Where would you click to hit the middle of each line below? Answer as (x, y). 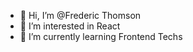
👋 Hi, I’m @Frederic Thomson (80, 15)
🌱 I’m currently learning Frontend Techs (101, 36)
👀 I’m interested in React (70, 26)
